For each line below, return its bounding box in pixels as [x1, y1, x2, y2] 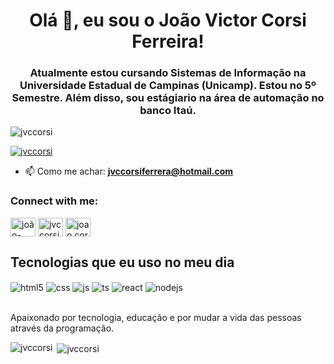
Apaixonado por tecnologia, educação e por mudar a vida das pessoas [10, 312, 302, 324]
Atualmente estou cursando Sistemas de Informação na [29, 66, 307, 80]
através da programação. [10, 322, 115, 334]
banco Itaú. [139, 104, 197, 118]
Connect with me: [10, 194, 99, 208]
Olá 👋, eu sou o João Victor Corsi [29, 9, 307, 32]
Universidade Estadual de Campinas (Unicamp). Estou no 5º [19, 79, 317, 93]
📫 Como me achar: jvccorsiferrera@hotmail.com [24, 165, 234, 178]
